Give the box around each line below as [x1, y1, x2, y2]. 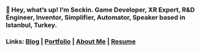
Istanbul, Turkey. [6, 21, 58, 29]
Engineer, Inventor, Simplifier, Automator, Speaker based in [6, 13, 186, 21]
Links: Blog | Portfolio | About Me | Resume [6, 37, 136, 45]
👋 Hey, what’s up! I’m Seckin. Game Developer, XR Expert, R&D [6, 6, 195, 14]
